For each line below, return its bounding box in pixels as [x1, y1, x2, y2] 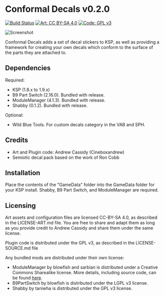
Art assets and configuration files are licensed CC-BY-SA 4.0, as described [5, 214, 158, 221]
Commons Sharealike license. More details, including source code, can [12, 270, 157, 276]
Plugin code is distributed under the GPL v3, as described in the [5, 240, 135, 246]
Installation [5, 168, 40, 177]
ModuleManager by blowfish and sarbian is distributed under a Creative [12, 264, 158, 270]
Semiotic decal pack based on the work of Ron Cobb [12, 154, 120, 160]
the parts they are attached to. [5, 49, 67, 55]
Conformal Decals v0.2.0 [5, 3, 110, 15]
